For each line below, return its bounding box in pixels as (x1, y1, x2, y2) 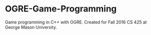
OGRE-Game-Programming (5, 3, 117, 14)
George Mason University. (5, 24, 57, 30)
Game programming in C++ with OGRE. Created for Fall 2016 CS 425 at (5, 19, 147, 25)
